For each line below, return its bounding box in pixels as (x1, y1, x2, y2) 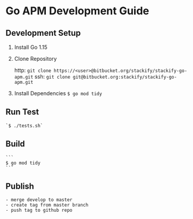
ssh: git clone (34, 73, 71, 80)
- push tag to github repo (5, 207, 73, 214)
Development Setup (5, 28, 81, 38)
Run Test (5, 107, 39, 117)
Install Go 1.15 (14, 43, 48, 51)
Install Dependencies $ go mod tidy (14, 90, 102, 96)
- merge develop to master (5, 197, 73, 203)
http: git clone (14, 67, 52, 74)
